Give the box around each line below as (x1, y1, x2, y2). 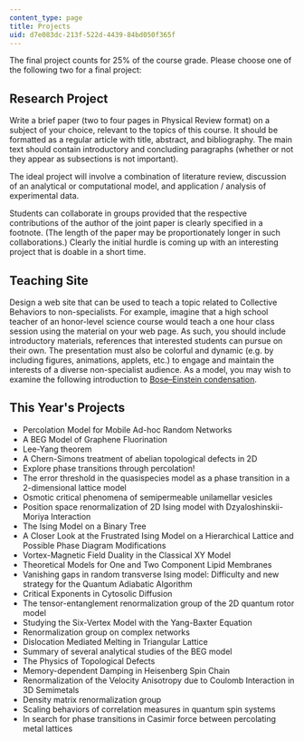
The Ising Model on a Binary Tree (22, 521, 147, 531)
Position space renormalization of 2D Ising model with (22, 501, 224, 512)
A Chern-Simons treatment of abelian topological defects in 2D (22, 453, 258, 463)
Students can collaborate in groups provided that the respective (9, 208, 247, 219)
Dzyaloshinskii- (225, 501, 283, 512)
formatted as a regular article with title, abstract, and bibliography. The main (9, 134, 292, 145)
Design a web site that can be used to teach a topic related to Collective (9, 297, 278, 307)
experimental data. (9, 190, 80, 201)
